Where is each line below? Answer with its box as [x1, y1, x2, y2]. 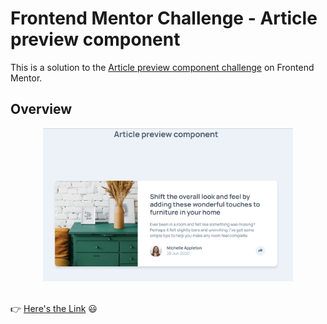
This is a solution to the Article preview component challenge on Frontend [10, 61, 315, 73]
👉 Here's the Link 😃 [10, 303, 98, 315]
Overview [10, 101, 73, 118]
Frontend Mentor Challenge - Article [10, 7, 318, 30]
